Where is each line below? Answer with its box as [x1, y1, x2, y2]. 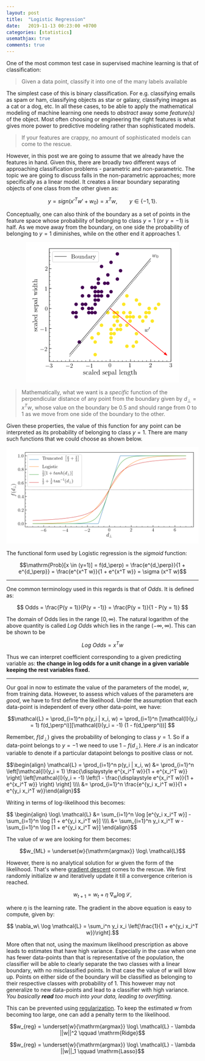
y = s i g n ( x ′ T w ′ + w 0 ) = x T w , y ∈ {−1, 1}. [48, 196, 157, 206]
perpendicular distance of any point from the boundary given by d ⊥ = [21, 395, 197, 404]
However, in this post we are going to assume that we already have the [6, 153, 184, 159]
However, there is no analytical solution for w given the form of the [6, 859, 174, 866]
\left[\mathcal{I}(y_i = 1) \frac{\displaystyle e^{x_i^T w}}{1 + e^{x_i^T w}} [6, 768, 188, 775]
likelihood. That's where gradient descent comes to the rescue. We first [6, 866, 186, 873]
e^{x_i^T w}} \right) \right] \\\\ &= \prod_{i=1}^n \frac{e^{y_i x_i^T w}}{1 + [6, 781, 188, 788]
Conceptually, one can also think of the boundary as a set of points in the [6, 210, 190, 218]
